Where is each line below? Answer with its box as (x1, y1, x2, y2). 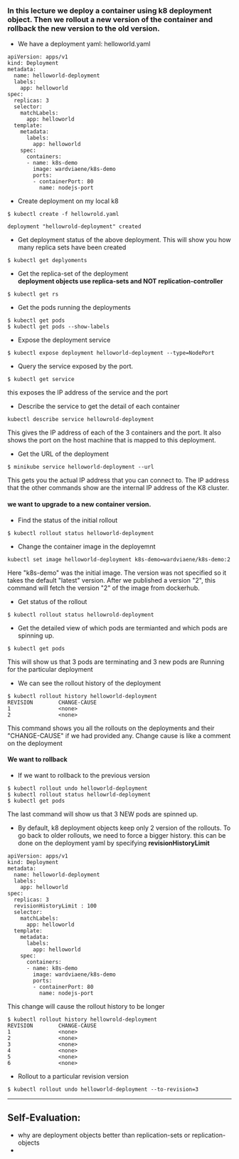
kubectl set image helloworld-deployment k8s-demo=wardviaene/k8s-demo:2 (7, 556, 231, 563)
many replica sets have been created (17, 243, 127, 251)
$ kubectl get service (7, 376, 75, 383)
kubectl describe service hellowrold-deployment (7, 416, 154, 423)
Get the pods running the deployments (17, 303, 132, 312)
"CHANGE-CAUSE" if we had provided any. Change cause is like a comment (7, 731, 231, 739)
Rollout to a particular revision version (17, 1071, 129, 1081)
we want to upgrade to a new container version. (7, 499, 152, 508)
